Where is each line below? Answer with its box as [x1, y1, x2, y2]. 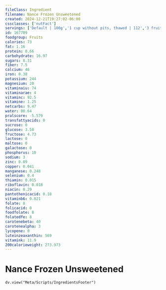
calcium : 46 [5, 67, 30, 72]
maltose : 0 [5, 141, 28, 146]
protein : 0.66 [5, 49, 35, 54]
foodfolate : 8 [5, 210, 35, 215]
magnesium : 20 [5, 81, 35, 86]
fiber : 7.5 [5, 62, 28, 67]
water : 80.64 [5, 109, 32, 114]
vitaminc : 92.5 [5, 95, 37, 100]
